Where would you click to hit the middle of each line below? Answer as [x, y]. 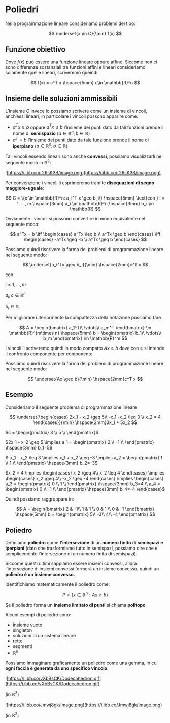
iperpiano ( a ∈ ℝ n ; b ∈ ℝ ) [40, 145]
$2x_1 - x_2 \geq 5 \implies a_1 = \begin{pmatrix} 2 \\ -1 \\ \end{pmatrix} [80, 442]
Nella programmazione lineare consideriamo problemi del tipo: [70, 23]
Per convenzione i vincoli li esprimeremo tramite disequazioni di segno [80, 183]
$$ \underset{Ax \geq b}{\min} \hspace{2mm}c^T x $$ [85, 379]
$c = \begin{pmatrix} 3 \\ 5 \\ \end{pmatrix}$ [52, 432]
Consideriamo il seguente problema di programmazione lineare [71, 407]
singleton [22, 630]
